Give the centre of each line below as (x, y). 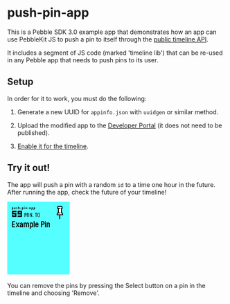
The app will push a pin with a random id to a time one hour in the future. (112, 184)
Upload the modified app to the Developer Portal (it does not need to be (120, 125)
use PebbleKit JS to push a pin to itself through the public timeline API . (108, 39)
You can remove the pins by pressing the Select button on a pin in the (106, 285)
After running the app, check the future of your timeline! (87, 192)
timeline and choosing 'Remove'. (54, 293)
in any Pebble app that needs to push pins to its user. (83, 60)
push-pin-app (48, 13)
